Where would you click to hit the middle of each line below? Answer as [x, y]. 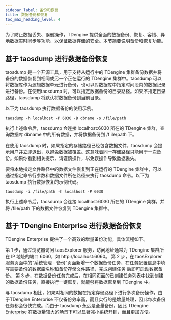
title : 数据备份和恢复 [27, 15]
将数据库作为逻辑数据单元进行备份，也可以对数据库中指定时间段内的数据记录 [85, 85]
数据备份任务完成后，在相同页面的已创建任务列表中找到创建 [101, 276]
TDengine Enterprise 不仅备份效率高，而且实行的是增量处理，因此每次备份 [88, 299]
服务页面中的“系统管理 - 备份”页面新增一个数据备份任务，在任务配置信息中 [83, 263]
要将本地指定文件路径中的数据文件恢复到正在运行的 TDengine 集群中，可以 [83, 169]
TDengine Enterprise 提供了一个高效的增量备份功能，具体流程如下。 [77, 239]
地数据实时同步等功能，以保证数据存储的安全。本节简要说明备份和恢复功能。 [85, 41]
